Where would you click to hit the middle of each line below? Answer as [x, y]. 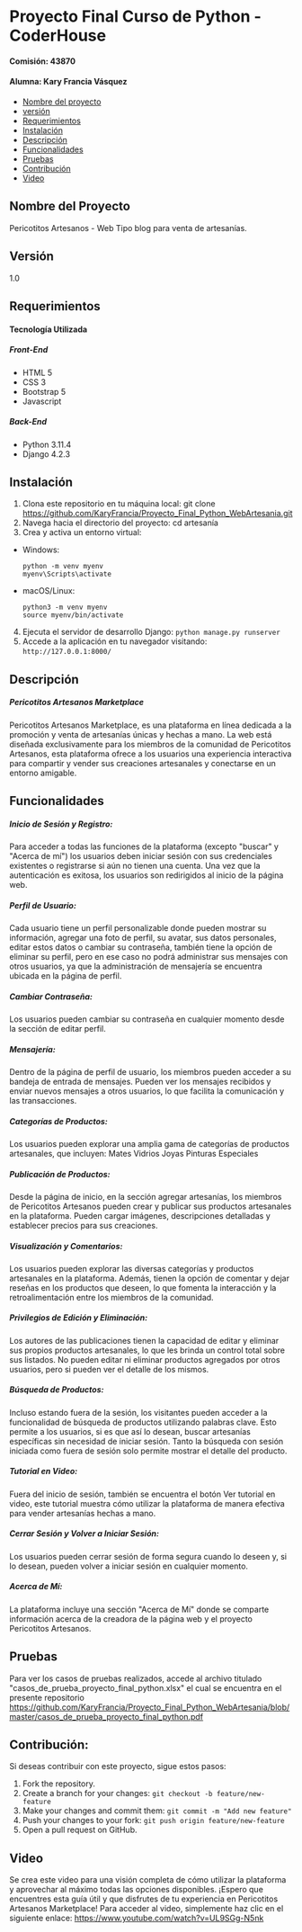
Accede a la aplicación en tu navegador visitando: [115, 641]
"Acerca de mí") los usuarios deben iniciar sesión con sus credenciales [141, 856]
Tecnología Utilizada [49, 329]
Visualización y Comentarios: [66, 1246]
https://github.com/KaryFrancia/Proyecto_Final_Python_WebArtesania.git [157, 514]
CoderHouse [58, 36]
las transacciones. [43, 1100]
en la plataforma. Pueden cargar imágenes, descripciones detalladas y [140, 1215]
